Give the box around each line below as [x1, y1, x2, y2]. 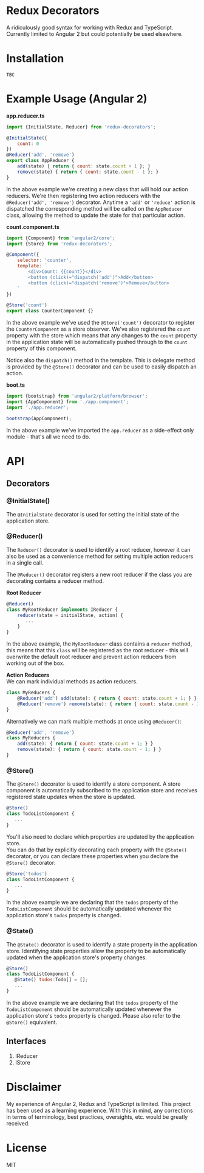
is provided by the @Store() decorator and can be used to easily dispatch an [6, 363, 197, 370]
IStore [15, 1059, 30, 1066]
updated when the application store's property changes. [6, 954, 148, 961]
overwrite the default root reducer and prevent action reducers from [6, 653, 177, 661]
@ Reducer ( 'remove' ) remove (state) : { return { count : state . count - [17, 701, 194, 707]
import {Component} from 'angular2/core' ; [6, 235, 115, 241]
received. [6, 1119, 30, 1127]
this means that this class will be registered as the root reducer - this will [6, 647, 188, 654]
